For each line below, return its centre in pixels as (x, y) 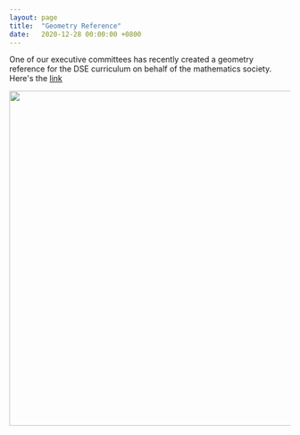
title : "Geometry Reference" (66, 26)
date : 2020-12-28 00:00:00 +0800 (75, 34)
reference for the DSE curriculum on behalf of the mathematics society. (141, 69)
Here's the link (36, 79)
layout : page (33, 17)
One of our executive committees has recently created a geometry (132, 60)
